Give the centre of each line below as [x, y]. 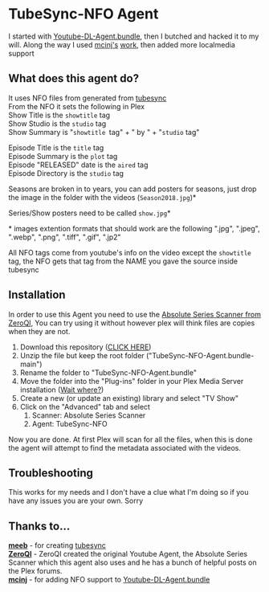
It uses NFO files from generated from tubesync [88, 98]
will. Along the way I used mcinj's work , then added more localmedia [122, 44]
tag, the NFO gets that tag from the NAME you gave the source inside [123, 261]
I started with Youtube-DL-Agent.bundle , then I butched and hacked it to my [134, 36]
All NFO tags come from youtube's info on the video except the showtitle [130, 252]
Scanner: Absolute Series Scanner [89, 415]
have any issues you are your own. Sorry [76, 501]
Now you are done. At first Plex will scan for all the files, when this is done [130, 439]
